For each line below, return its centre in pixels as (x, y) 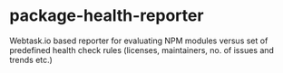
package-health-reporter (107, 16)
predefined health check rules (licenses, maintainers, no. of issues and (142, 50)
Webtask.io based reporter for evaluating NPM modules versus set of (139, 41)
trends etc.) (31, 59)
